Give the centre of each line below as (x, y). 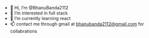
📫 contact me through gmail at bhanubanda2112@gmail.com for (77, 24)
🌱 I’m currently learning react (40, 18)
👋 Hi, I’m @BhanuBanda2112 (39, 8)
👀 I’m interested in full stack (39, 13)
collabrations (23, 31)
